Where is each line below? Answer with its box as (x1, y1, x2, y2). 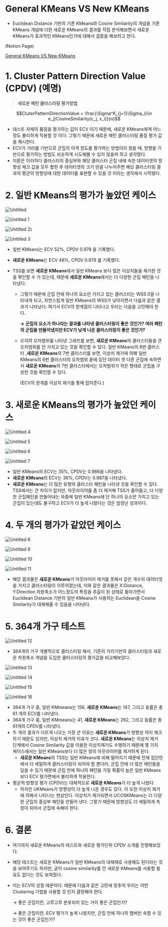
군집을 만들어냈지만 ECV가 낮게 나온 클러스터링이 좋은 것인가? (25, 327, 145, 333)
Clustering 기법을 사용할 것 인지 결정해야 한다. (12, 888, 104, 894)
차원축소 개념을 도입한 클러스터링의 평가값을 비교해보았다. (18, 654, 131, 660)
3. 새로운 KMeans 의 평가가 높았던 (5, 399, 138, 410)
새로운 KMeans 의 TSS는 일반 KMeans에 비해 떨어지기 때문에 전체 (20, 754, 150, 760)
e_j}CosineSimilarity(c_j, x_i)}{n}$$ (48, 115, 121, 121)
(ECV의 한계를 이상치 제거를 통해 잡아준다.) (20, 380, 104, 386)
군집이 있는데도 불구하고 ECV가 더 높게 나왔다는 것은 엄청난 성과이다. (12, 500, 147, 506)
